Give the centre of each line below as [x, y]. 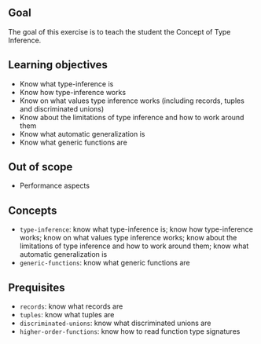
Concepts [33, 210]
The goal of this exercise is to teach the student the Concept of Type [119, 31]
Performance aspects [55, 186]
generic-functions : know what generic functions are [105, 263]
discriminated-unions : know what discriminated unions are [115, 323]
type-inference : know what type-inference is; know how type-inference [136, 229]
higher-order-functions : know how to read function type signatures [130, 331]
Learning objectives [58, 65]
